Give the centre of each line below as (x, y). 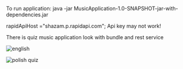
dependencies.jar (27, 15)
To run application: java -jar (39, 8)
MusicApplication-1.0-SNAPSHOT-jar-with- (126, 8)
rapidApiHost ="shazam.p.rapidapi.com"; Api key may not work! (84, 26)
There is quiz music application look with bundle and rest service (85, 37)
